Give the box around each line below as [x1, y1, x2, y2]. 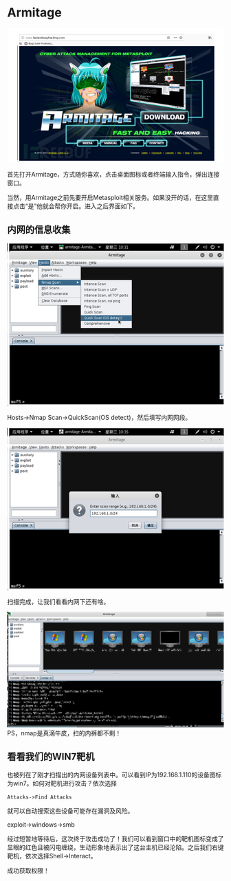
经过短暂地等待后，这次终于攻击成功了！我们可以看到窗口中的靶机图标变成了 [7, 834, 224, 843]
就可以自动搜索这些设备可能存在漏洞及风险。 [7, 806, 134, 815]
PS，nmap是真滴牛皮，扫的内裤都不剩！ [7, 729, 122, 737]
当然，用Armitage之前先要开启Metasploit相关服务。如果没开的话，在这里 [7, 193, 214, 201]
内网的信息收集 [7, 224, 71, 236]
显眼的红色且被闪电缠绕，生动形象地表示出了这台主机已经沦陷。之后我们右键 [7, 843, 224, 851]
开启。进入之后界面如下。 [66, 201, 140, 210]
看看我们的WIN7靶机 [7, 751, 95, 763]
